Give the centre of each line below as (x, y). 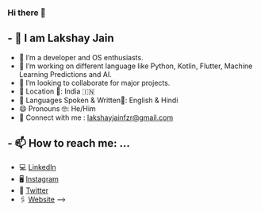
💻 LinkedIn (37, 167)
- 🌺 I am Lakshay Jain (61, 38)
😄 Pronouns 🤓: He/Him (57, 108)
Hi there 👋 (27, 13)
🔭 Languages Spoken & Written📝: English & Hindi (98, 100)
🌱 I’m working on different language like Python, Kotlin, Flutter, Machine (136, 66)
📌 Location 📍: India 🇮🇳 (57, 91)
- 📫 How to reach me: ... (69, 143)
